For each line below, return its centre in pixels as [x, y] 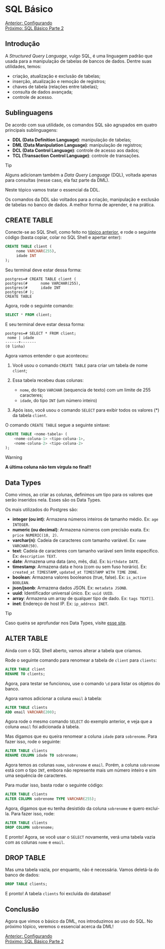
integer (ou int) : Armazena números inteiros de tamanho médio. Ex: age [85, 519]
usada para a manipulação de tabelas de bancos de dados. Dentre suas [78, 61]
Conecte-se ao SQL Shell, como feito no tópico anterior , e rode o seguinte [81, 232]
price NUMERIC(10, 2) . [35, 535]
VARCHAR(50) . [25, 546]
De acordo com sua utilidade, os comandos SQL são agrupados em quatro [81, 125]
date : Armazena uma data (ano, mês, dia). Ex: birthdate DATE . [76, 561]
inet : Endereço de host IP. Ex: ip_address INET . [60, 604]
